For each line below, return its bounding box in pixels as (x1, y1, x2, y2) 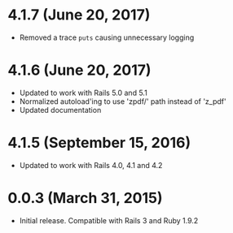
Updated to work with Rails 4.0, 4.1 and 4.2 (19, 160, 163, 170)
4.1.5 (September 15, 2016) (7, 134, 191, 152)
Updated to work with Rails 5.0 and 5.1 (19, 88, 147, 97)
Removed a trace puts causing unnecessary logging (19, 32, 195, 42)
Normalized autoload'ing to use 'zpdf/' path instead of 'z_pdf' (19, 96, 226, 106)
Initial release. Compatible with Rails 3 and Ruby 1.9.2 (19, 215, 199, 225)
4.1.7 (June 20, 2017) (7, 6, 151, 24)
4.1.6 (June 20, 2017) (7, 61, 152, 80)
